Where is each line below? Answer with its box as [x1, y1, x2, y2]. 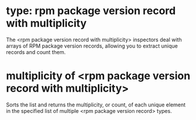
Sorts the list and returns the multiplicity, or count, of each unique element [6, 101, 186, 108]
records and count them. [6, 48, 66, 55]
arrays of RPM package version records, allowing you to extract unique [6, 42, 178, 49]
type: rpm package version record [6, 4, 176, 18]
